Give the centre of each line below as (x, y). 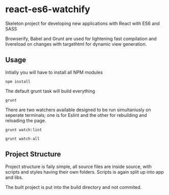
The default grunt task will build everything (50, 91)
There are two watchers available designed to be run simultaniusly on (78, 110)
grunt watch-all (22, 139)
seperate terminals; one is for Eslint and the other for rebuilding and (76, 115)
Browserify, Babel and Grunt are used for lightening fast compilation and (81, 39)
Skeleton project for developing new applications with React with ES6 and (83, 23)
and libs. (14, 177)
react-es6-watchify (48, 9)
